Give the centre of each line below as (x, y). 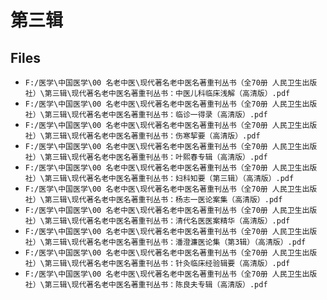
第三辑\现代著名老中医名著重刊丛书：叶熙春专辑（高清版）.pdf (156, 157)
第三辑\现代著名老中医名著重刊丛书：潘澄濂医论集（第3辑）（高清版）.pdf (175, 242)
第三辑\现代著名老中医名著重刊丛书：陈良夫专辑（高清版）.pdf (156, 285)
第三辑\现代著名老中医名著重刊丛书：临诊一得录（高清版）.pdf (156, 115)
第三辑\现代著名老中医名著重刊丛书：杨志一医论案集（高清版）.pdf (163, 200)
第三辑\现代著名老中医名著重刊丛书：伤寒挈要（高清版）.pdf (152, 136)
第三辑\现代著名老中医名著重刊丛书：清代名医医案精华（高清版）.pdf (167, 221)
